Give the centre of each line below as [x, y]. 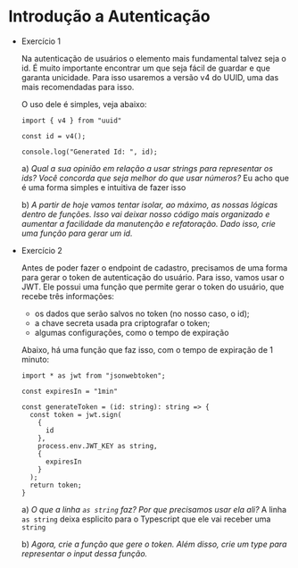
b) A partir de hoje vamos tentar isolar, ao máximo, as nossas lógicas [149, 205]
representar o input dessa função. [84, 553]
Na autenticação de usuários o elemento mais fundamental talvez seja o [153, 58]
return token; [56, 485]
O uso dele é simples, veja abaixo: [84, 104]
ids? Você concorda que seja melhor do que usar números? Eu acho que [155, 178]
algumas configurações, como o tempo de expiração [132, 332]
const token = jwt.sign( [76, 414]
